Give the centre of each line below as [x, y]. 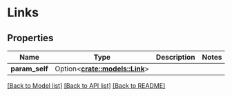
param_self [29, 69]
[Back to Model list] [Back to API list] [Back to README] [86, 86]
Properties [30, 38]
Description [175, 57]
